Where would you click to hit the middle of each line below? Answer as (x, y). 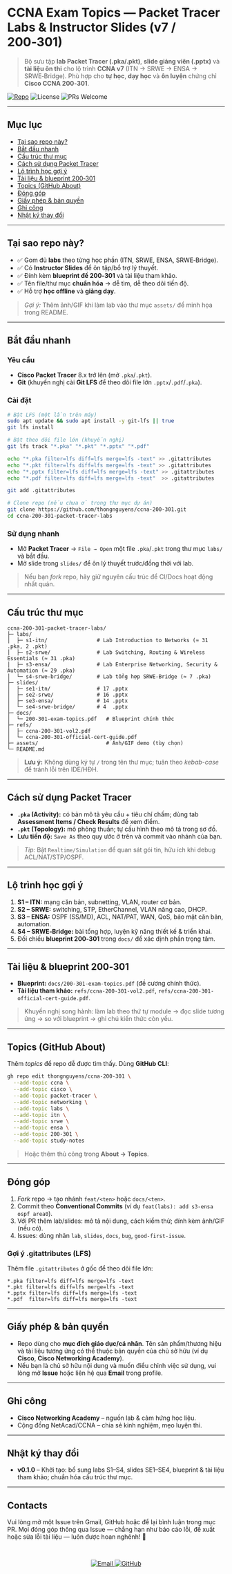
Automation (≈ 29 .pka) (41, 671)
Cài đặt (19, 400)
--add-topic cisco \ (43, 1089)
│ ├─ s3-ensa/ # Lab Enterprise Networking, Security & (112, 665)
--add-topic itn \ (40, 1115)
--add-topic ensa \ (41, 1128)
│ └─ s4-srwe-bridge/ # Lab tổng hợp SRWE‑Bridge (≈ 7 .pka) (109, 677)
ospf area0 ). (35, 1213)
